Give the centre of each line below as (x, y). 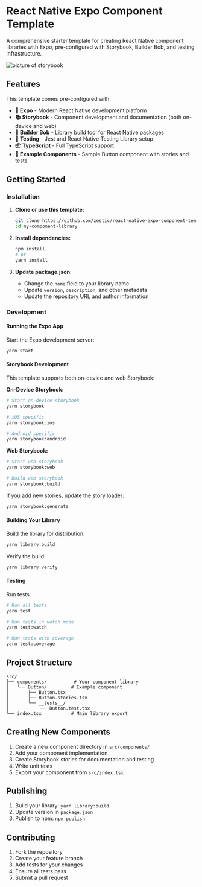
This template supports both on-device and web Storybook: (80, 378)
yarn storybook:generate (37, 506)
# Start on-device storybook (43, 401)
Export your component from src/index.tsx (69, 772)
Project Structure (39, 663)
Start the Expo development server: (50, 340)
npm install (30, 249)
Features (23, 84)
